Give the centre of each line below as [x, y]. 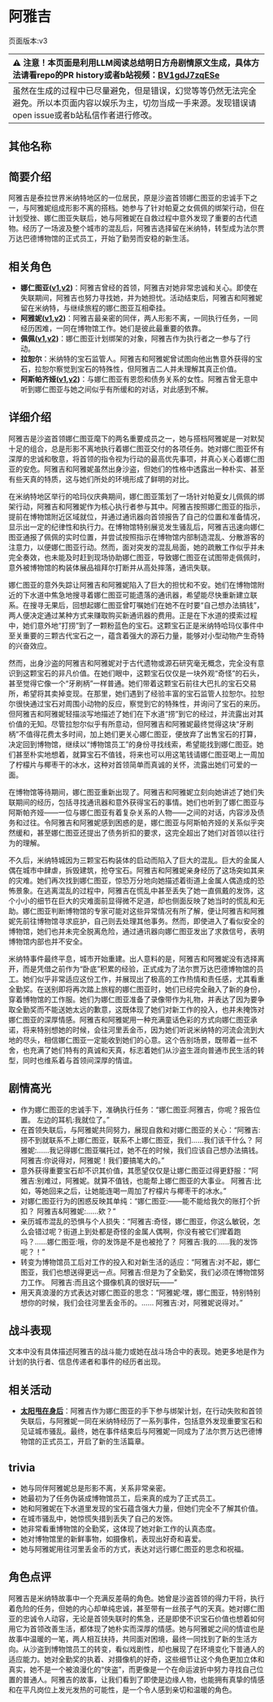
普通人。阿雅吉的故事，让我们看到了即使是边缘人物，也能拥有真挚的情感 [143, 1679]
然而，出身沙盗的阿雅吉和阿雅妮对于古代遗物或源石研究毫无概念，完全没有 [133, 662]
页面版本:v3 [28, 41]
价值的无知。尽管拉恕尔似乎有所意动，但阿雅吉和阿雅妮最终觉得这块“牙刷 [131, 723]
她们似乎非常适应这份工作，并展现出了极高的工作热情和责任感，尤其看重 [143, 979]
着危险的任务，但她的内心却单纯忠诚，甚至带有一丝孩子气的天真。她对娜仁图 [136, 1608]
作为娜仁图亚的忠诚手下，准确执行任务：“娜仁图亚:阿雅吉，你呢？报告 [136, 1109]
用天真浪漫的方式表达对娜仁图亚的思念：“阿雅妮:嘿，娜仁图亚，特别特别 [140, 1292]
